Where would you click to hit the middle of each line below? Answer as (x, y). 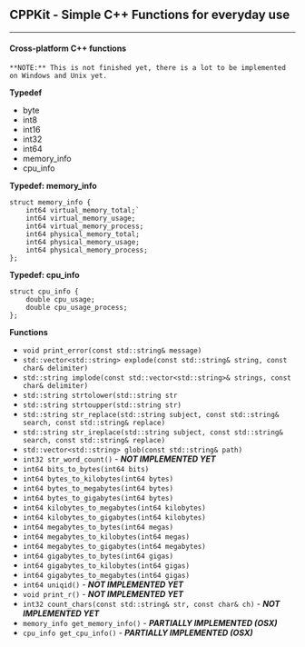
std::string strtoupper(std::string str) (102, 405)
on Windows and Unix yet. (58, 76)
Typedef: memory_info (53, 186)
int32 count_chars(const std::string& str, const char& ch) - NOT (151, 604)
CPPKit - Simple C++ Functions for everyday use (150, 15)
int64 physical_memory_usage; (83, 243)
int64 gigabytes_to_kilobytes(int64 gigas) (106, 566)
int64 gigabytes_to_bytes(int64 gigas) (98, 557)
